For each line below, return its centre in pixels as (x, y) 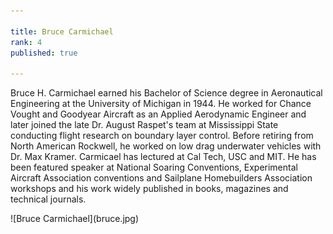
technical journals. (48, 199)
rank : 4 (26, 42)
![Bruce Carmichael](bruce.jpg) (75, 219)
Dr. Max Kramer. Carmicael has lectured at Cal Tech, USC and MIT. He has (163, 157)
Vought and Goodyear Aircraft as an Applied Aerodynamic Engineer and (158, 114)
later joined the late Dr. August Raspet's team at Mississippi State (144, 125)
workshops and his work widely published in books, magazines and (149, 189)
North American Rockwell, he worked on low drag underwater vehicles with (166, 146)
